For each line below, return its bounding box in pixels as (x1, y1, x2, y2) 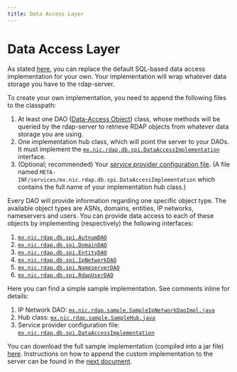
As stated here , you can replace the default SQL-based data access (7, 65, 206, 73)
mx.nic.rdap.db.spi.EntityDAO (17, 249, 108, 256)
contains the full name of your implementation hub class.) (17, 182, 187, 191)
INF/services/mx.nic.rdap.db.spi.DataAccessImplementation (17, 176, 197, 183)
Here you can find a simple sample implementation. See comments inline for (7, 284, 231, 292)
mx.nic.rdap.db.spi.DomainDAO (17, 241, 108, 248)
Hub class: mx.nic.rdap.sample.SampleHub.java (17, 313, 156, 322)
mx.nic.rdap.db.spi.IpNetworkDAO (17, 256, 117, 263)
